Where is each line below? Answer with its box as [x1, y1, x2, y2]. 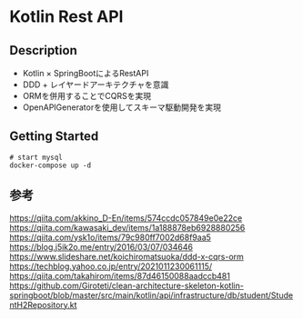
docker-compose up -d [9, 161, 92, 170]
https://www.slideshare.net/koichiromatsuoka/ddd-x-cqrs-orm [9, 251, 244, 262]
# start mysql [9, 153, 64, 162]
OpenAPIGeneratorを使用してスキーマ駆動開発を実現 [22, 102, 221, 113]
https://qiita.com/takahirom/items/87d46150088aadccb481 [9, 270, 230, 281]
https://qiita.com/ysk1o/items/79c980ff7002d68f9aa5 [9, 232, 212, 243]
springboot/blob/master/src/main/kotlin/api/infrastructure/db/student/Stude [9, 289, 294, 301]
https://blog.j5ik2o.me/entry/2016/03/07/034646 [9, 241, 194, 252]
